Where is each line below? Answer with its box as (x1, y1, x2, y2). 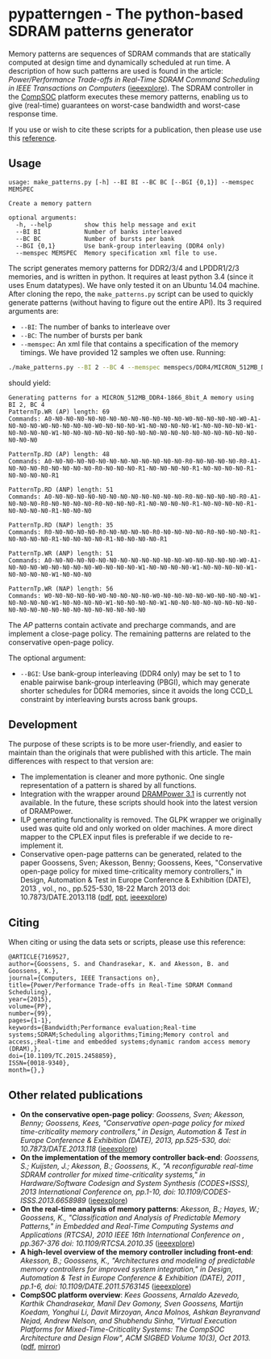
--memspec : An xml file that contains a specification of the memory (19, 339, 240, 349)
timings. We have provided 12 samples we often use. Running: (19, 347, 226, 357)
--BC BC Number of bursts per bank (15, 235, 175, 243)
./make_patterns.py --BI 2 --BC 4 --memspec (8, 363, 161, 371)
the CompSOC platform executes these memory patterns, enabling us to (8, 91, 248, 101)
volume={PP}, (8, 1002, 52, 1011)
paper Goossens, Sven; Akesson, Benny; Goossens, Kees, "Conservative (19, 858, 263, 868)
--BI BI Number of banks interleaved (15, 227, 182, 235)
